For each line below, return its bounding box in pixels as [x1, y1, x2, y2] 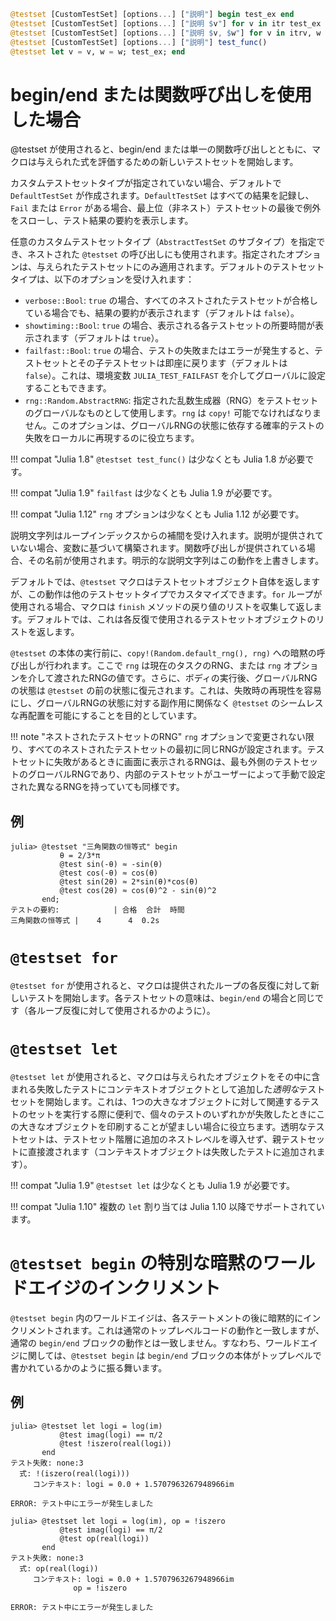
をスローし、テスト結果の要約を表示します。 [10, 215, 194, 227]
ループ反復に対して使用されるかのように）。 [36, 1005, 216, 1017]
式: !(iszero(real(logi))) [19, 1468, 130, 1479]
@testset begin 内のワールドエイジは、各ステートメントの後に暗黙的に [10, 1311, 304, 1324]
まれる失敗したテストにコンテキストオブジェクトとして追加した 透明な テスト [10, 1083, 326, 1095]
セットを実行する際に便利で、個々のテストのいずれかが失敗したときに [27, 1108, 317, 1120]
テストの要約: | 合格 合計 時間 [10, 905, 185, 915]
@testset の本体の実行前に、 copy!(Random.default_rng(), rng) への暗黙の [10, 647, 317, 659]
